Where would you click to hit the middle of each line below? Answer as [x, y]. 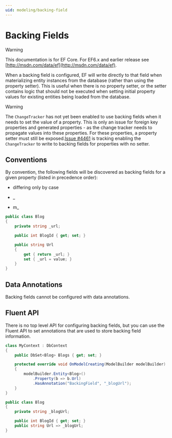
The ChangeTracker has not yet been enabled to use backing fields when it [83, 116]
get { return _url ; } [47, 254]
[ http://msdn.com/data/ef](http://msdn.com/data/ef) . [61, 65]
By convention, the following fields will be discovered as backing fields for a [85, 172]
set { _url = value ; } [48, 259]
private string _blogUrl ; [42, 412]
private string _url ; [37, 226]
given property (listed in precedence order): [52, 178]
